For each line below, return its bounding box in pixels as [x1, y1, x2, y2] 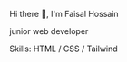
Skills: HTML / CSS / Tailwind [9, 43, 118, 54]
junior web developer [9, 26, 89, 36]
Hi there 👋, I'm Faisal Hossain [9, 9, 120, 19]
